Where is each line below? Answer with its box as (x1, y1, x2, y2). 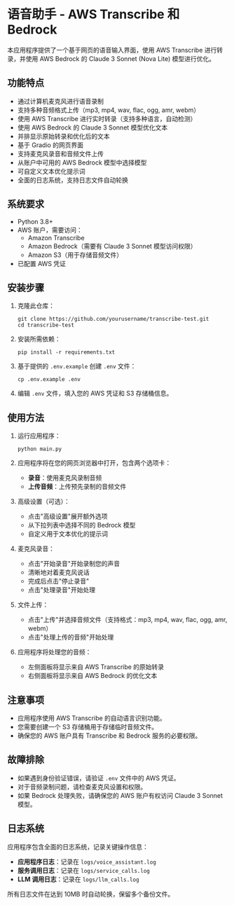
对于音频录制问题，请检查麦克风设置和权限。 (17, 782, 147, 791)
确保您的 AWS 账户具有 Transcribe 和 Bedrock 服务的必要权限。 (17, 731, 202, 740)
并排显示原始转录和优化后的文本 (17, 132, 110, 140)
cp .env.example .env (17, 376, 81, 383)
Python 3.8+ (17, 217, 54, 226)
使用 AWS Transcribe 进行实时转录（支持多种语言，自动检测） (17, 114, 197, 123)
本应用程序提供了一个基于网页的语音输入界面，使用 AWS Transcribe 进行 (7, 46, 217, 54)
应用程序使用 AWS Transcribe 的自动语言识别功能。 (17, 714, 166, 722)
